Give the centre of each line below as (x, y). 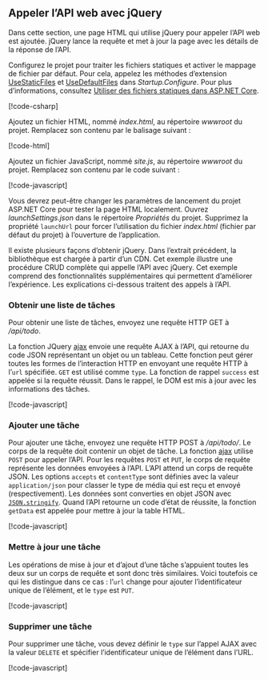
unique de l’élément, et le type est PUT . (71, 590)
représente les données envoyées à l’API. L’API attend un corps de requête (131, 469)
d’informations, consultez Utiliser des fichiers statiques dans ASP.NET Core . (134, 91)
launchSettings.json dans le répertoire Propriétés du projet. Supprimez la (128, 217)
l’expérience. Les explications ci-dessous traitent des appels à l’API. (120, 284)
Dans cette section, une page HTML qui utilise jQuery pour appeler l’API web (134, 32)
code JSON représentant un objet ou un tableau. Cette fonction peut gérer (131, 355)
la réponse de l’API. (40, 49)
